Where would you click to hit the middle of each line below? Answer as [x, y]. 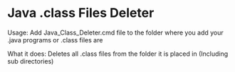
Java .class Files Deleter [81, 13]
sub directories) [31, 61]
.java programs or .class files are [55, 40]
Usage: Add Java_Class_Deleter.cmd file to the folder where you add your [116, 32]
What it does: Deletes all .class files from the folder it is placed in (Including [118, 54]
